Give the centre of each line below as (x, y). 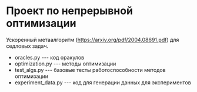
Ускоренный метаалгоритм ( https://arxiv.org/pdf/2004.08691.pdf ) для (93, 40)
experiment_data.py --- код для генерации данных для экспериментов (103, 82)
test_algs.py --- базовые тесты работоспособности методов (90, 70)
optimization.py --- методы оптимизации (65, 64)
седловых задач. (27, 46)
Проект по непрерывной (70, 11)
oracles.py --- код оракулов (49, 57)
